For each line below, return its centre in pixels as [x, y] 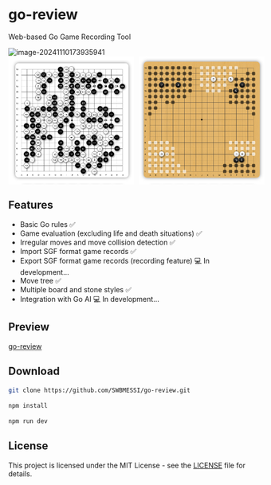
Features [31, 205]
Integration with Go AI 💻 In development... [89, 299]
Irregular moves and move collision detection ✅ [98, 242]
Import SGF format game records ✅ [78, 251]
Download [34, 371]
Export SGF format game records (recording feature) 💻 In [114, 260]
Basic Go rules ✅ [47, 224]
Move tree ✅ [40, 280]
